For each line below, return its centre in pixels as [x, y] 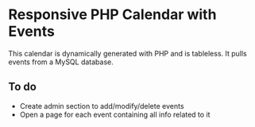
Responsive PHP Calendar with [112, 15]
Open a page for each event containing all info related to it [115, 114]
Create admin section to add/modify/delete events [102, 106]
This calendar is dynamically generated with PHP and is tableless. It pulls [128, 53]
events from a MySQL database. [61, 62]
